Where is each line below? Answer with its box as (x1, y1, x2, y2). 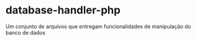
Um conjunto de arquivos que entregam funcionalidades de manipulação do (5, 23, 191, 30)
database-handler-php (5, 4, 121, 17)
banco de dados (5, 29, 46, 36)
